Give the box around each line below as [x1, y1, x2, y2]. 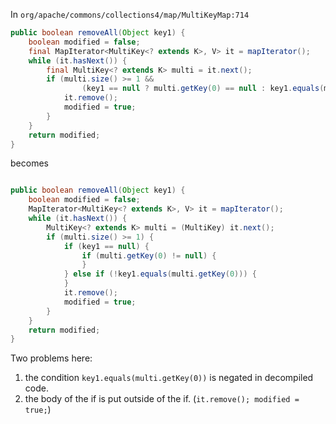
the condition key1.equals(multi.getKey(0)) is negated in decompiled [24, 372, 314, 384]
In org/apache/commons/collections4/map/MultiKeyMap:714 [10, 9, 250, 20]
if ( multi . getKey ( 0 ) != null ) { [81, 250, 217, 261]
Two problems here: [10, 352, 93, 364]
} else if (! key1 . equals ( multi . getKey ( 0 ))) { [63, 269, 257, 279]
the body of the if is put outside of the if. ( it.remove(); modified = [24, 393, 300, 405]
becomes [10, 157, 49, 169]
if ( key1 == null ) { [63, 241, 150, 251]
